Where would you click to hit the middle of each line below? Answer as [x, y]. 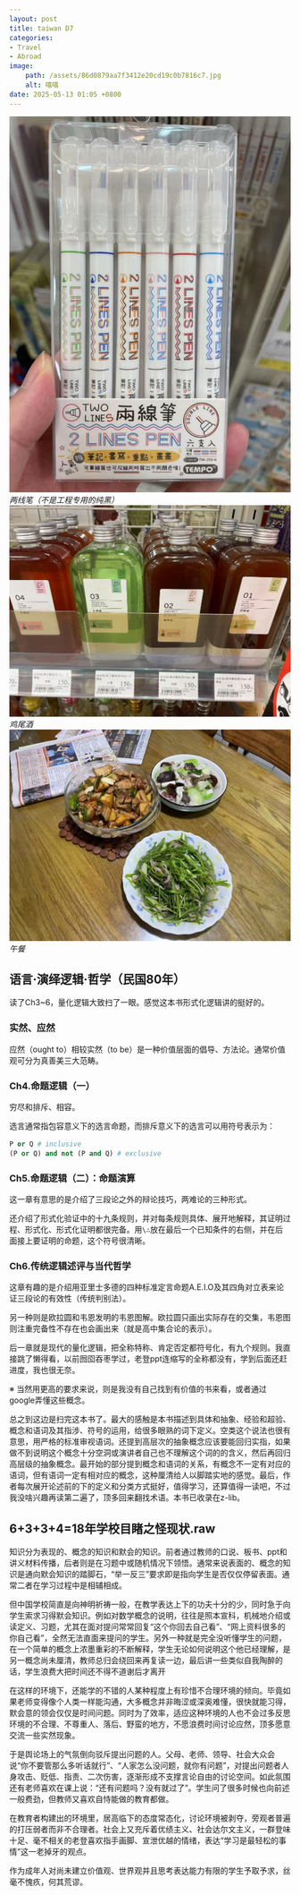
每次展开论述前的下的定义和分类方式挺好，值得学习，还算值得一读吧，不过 [154, 1487]
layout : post [33, 19]
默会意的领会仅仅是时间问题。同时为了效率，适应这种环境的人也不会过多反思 [150, 1713]
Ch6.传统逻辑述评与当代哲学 [70, 1266]
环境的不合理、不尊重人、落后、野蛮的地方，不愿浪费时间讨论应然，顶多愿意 [150, 1724]
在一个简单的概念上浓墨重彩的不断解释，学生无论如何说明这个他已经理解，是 [150, 1649]
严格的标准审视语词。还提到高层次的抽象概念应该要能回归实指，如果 [165, 1442]
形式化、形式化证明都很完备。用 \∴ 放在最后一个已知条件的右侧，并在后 [154, 1230]
